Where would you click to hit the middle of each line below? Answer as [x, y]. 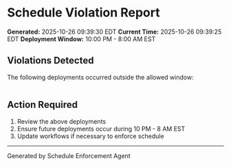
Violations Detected [51, 61]
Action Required [42, 105]
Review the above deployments [62, 121]
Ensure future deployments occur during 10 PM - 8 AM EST [101, 129]
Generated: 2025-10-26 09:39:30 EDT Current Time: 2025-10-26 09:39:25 [114, 32]
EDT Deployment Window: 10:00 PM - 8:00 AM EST [81, 38]
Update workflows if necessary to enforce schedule [90, 136]
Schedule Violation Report [84, 13]
